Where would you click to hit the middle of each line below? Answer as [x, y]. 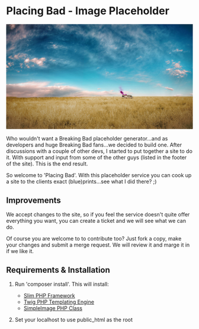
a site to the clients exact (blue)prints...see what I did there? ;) [81, 181]
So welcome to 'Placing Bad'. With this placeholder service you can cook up [99, 175]
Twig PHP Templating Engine [59, 302]
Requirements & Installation [58, 270]
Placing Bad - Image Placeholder [88, 11]
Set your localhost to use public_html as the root [74, 320]
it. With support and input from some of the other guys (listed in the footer [97, 158]
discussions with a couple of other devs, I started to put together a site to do [99, 151]
